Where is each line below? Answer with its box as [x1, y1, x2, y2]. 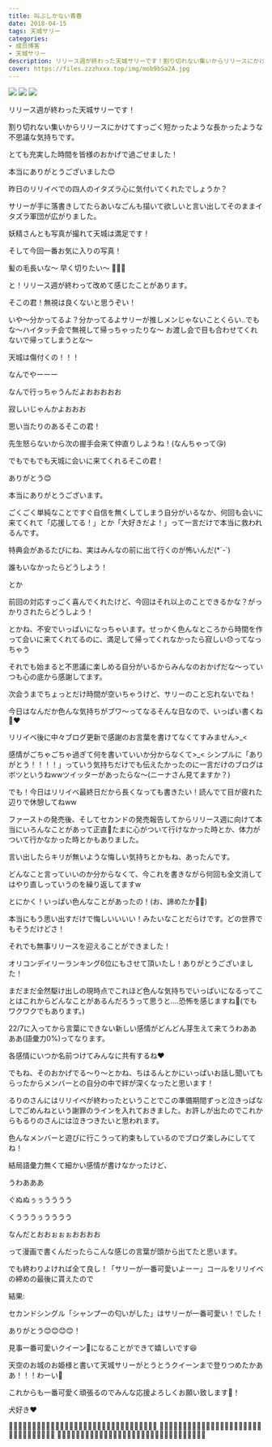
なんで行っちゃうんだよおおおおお [8, 386, 122, 396]
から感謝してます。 [43, 671, 107, 682]
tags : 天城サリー [8, 27, 61, 35]
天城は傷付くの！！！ [8, 352, 79, 362]
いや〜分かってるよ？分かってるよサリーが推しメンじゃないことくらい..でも [8, 314, 261, 325]
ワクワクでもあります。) [8, 1006, 85, 1015]
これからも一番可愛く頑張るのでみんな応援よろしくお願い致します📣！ [8, 1387, 240, 1397]
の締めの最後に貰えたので [8, 1273, 94, 1283]
